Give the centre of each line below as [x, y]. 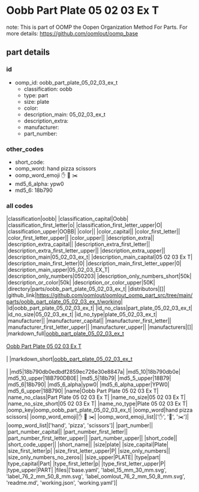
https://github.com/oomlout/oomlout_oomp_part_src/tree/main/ [114, 295]
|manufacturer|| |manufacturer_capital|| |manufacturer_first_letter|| [89, 321]
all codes [20, 206]
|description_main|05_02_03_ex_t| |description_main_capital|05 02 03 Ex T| [99, 257]
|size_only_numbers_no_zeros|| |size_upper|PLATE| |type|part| [84, 457]
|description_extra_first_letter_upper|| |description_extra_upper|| [86, 251]
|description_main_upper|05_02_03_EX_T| [58, 270]
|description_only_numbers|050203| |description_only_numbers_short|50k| [99, 276]
